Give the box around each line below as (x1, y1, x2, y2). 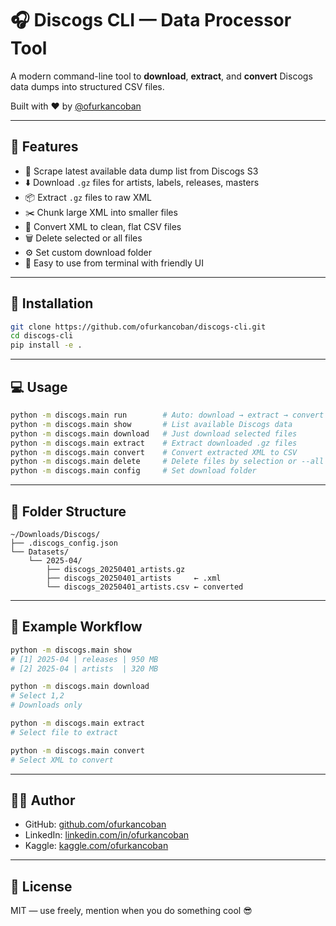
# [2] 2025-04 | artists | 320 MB (10, 663, 159, 674)
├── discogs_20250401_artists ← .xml (46, 573, 222, 583)
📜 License (10, 878, 73, 895)
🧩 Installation (10, 295, 94, 312)
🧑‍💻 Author (10, 792, 76, 809)
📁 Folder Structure (10, 503, 127, 520)
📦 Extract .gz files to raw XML (24, 191, 153, 203)
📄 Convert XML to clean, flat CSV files (24, 220, 182, 232)
